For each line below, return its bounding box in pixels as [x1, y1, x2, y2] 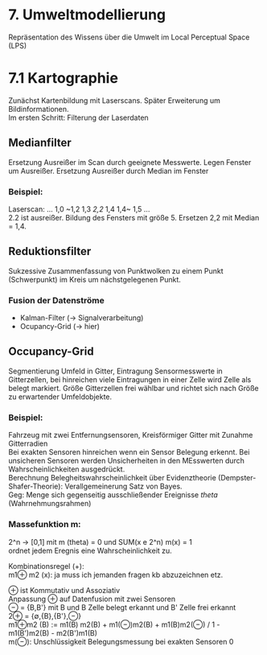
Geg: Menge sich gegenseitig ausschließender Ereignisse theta [8, 490, 219, 500]
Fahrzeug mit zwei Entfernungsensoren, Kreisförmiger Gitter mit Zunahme [8, 430, 253, 440]
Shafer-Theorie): [8, 481, 63, 492]
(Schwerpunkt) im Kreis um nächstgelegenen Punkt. [8, 274, 181, 284]
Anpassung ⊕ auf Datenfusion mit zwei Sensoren [8, 594, 175, 604]
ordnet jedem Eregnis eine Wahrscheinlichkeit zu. [8, 546, 173, 555]
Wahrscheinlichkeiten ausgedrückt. [8, 464, 125, 474]
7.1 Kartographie [8, 69, 119, 88]
